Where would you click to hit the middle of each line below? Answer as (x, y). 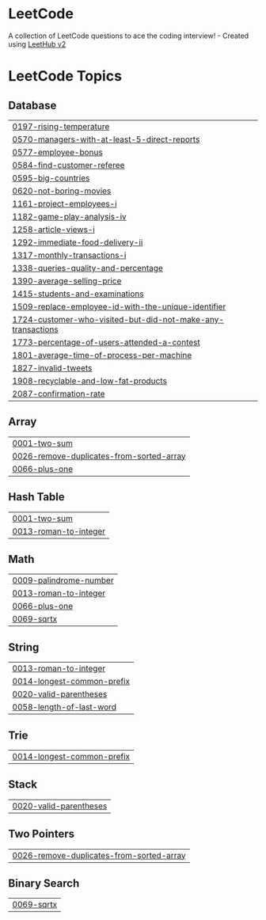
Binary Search (44, 884)
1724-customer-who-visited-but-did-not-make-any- (118, 319)
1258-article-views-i (53, 229)
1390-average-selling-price (67, 280)
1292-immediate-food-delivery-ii (78, 242)
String (24, 647)
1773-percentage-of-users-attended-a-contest (106, 342)
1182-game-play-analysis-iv (69, 216)
